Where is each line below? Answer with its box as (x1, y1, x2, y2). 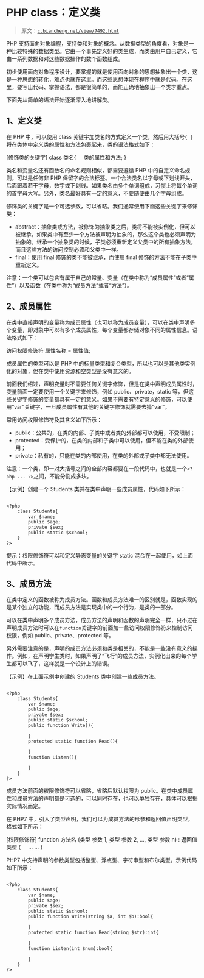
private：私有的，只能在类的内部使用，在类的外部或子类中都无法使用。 (15, 452, 192, 459)
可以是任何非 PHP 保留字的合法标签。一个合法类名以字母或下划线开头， (16, 174, 196, 182)
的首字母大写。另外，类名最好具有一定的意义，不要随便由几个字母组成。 (6, 190, 187, 197)
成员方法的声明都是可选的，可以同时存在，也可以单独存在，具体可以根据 (16, 795, 198, 802)
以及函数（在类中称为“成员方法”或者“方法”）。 (19, 282, 132, 289)
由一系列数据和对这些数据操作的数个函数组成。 (6, 55, 123, 62)
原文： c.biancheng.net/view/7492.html (21, 27, 120, 34)
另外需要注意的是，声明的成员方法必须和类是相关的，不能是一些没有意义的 (6, 645, 192, 652)
